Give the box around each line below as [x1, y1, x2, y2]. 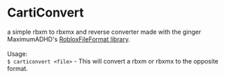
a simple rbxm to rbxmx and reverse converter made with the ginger [7, 28, 201, 36]
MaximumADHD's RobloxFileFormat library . [7, 35, 130, 43]
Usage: [7, 50, 28, 58]
